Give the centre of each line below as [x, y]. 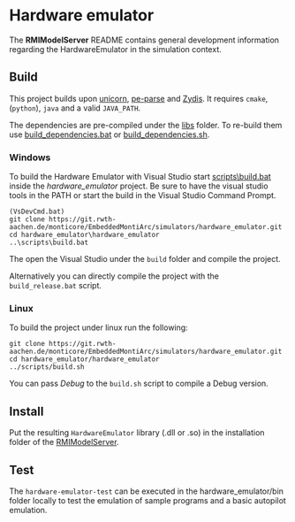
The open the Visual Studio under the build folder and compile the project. [145, 259]
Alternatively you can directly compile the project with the [114, 276]
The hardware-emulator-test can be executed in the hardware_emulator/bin [147, 491]
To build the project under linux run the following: [98, 327]
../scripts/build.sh [47, 367]
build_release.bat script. [56, 286]
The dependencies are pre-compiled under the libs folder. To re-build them [146, 125]
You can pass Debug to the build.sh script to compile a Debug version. [139, 384]
